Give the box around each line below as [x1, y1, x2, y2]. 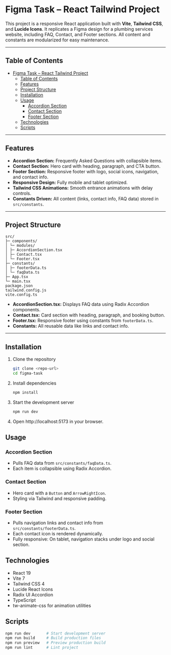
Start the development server [12, 399, 75, 405]
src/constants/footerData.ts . [12, 525, 76, 531]
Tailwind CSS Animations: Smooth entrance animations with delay [12, 185, 153, 191]
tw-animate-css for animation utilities [12, 602, 92, 608]
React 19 [12, 570, 31, 576]
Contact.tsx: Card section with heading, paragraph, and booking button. [12, 312, 165, 318]
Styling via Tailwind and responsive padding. [12, 495, 107, 502]
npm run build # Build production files [5, 636, 101, 641]
